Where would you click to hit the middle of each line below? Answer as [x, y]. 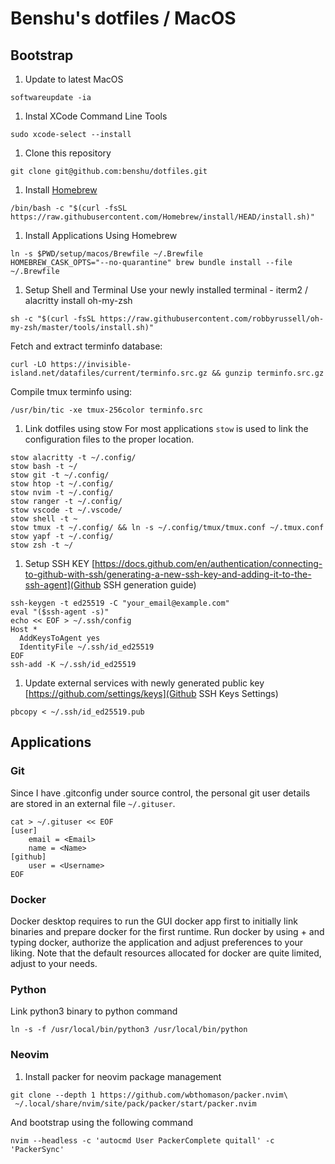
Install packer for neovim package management [123, 1076]
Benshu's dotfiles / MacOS [123, 18]
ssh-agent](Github [63, 585]
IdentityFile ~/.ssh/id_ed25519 [87, 647]
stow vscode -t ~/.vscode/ [66, 510]
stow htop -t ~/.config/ [62, 484]
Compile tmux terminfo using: [71, 391]
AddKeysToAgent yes [60, 638]
